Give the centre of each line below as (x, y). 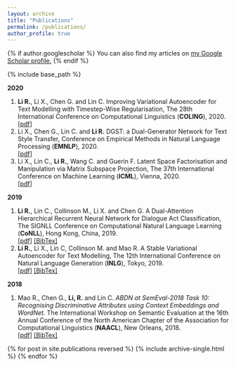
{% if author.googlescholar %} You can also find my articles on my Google (115, 53)
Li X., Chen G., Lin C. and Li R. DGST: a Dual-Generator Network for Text (122, 131)
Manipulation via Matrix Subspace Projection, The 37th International (116, 169)
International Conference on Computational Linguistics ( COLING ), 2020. (122, 117)
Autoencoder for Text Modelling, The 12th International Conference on (119, 256)
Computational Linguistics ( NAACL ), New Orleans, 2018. (99, 328)
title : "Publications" (40, 20)
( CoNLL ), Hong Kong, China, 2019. (67, 233)
